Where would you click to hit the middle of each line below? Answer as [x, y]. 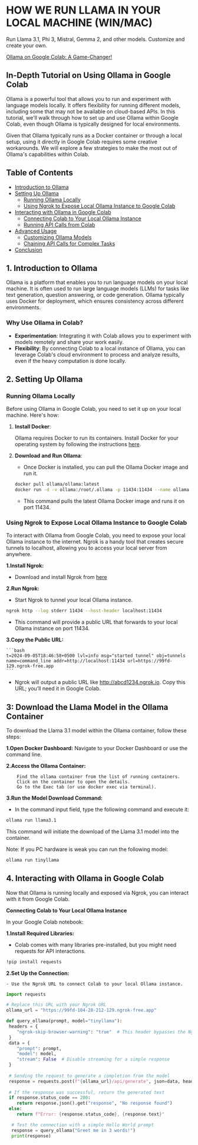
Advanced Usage [36, 231]
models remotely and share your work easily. [69, 342]
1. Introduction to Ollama [52, 268]
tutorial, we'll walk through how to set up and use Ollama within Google [92, 117]
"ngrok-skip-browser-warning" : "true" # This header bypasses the [101, 1032]
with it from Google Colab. [38, 899]
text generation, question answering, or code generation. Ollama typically [95, 295]
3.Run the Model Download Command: [55, 798]
